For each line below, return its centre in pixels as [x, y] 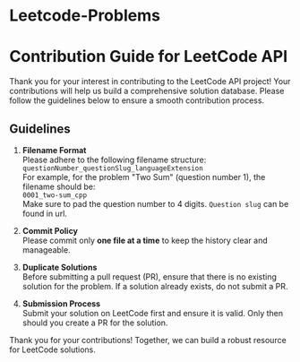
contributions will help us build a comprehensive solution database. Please [147, 91]
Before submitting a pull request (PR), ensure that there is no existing [150, 276]
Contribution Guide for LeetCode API [149, 57]
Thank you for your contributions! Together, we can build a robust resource [148, 340]
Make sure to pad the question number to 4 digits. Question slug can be [155, 203]
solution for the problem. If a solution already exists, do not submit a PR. [155, 286]
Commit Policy [50, 230]
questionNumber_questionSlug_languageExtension [112, 168]
